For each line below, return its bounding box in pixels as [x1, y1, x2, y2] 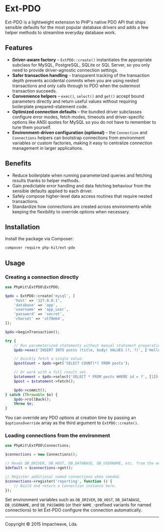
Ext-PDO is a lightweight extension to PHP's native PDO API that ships [5, 19, 146, 25]
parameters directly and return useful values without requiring [12, 98, 137, 104]
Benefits [5, 160, 32, 168]
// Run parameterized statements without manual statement [14, 343, 137, 348]
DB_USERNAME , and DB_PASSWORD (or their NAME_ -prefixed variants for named [5, 502, 151, 508]
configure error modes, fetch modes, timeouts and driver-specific [12, 114, 145, 120]
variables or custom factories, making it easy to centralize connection [12, 140, 153, 146]
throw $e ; [14, 401, 34, 406]
